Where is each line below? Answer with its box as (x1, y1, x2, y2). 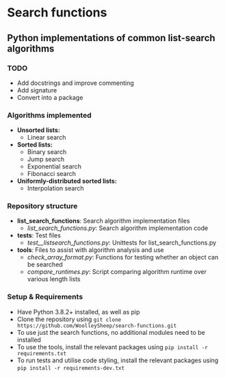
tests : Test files (16, 231, 62, 240)
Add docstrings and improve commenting (16, 79, 135, 87)
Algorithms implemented (7, 110, 92, 120)
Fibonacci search (27, 170, 77, 178)
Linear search (27, 134, 66, 142)
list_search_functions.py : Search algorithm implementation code (27, 224, 209, 232)
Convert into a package (16, 93, 83, 101)
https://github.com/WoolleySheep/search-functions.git (16, 322, 177, 329)
